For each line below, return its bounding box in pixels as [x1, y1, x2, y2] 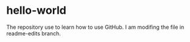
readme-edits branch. [6, 29, 61, 37]
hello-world [6, 4, 67, 17]
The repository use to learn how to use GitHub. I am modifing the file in [6, 23, 185, 31]
